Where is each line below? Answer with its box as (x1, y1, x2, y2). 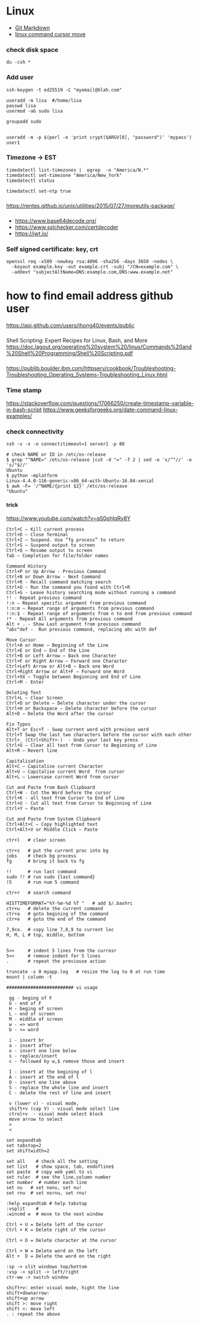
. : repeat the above (6, 1311, 61, 1317)
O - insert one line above (8, 1079, 77, 1085)
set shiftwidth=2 (6, 1148, 50, 1154)
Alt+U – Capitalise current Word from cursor (6, 769, 125, 775)
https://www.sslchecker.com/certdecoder (14, 223, 119, 231)
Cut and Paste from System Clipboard (6, 816, 101, 822)
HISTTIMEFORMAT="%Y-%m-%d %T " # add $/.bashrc (6, 900, 133, 906)
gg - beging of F (8, 995, 52, 1001)
